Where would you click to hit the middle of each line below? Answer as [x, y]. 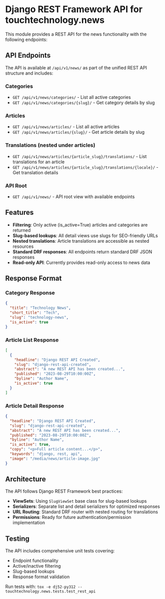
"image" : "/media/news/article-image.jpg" [55, 459]
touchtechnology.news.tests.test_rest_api [50, 591]
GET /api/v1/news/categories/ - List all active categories [72, 97]
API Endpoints [28, 55]
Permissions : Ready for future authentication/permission [72, 517]
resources [23, 246]
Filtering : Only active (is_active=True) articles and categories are [80, 224]
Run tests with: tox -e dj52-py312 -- [44, 587]
